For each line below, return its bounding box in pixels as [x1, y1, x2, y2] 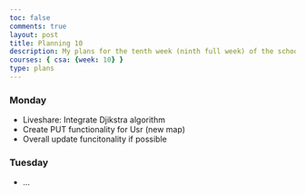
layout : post [9, 30, 59, 39]
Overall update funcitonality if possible [22, 133, 168, 145]
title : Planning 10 [9, 38, 84, 48]
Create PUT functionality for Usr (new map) [22, 124, 186, 135]
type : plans [9, 64, 54, 73]
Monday [9, 93, 47, 106]
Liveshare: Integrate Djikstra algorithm [22, 114, 166, 125]
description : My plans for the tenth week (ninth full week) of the [9, 47, 274, 56]
